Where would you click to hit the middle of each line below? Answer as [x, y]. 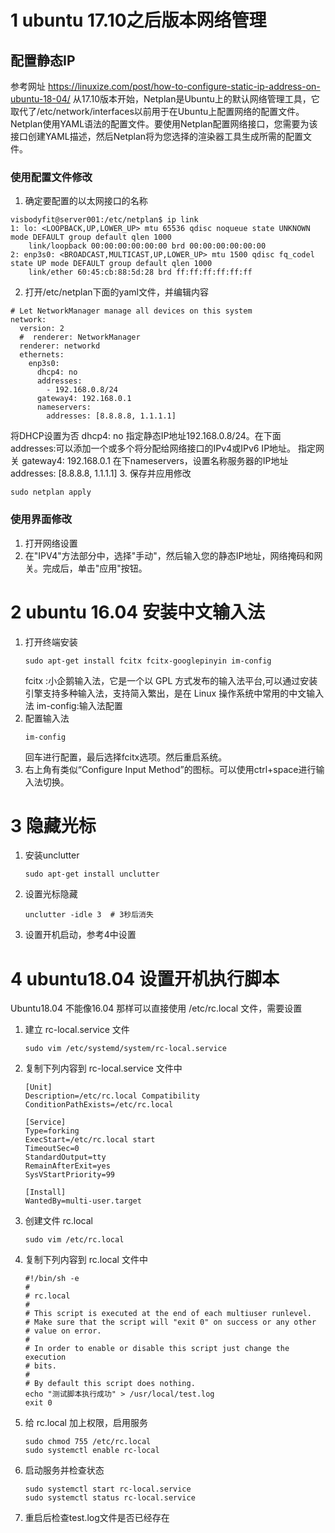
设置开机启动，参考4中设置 [80, 935]
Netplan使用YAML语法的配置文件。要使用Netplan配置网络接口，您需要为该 [164, 124]
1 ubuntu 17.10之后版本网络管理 [138, 20]
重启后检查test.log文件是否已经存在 [97, 1518]
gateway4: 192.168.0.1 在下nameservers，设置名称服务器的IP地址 [155, 461]
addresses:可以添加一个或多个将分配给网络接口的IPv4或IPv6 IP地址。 [153, 448]
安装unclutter [52, 855]
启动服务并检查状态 [64, 1470]
